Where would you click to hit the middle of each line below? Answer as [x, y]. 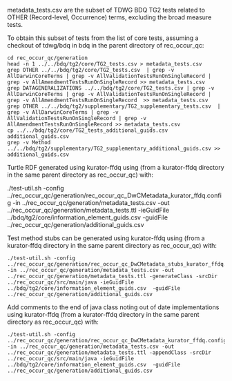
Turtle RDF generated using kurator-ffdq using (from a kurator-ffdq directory [116, 167]
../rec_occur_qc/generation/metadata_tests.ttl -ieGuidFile [88, 210]
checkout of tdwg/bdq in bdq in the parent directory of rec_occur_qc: [106, 45]
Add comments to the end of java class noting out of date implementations [113, 307]
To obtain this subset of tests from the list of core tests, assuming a [103, 38]
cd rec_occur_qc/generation [48, 58]
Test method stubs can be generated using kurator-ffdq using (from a [106, 238]
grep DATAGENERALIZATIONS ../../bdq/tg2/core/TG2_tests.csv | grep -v [111, 88]
